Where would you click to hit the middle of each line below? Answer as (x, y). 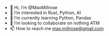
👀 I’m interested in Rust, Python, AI (45, 13)
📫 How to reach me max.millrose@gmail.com (57, 28)
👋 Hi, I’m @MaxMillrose (34, 8)
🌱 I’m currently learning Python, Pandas (51, 18)
